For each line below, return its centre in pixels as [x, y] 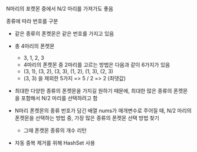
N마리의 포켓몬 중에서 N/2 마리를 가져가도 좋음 [60, 9]
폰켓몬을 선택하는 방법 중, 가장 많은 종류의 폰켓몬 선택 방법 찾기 [87, 118]
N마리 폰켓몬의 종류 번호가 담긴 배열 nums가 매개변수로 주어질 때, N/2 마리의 [103, 111]
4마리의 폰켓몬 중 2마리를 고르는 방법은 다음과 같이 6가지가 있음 [97, 65]
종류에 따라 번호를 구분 [32, 21]
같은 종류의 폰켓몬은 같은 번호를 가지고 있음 [64, 33]
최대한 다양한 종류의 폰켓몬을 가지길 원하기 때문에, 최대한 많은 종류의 [93, 91]
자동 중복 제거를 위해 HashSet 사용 [55, 143]
